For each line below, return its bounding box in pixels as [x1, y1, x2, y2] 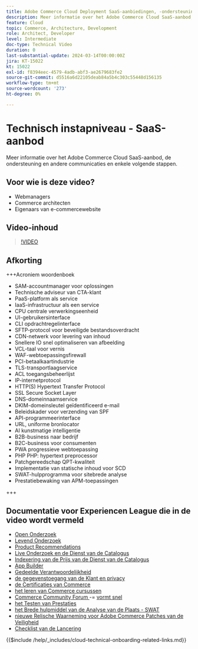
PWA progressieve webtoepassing [14, 446, 98, 453]
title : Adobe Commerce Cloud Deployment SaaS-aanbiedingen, [6, 8, 157, 15]
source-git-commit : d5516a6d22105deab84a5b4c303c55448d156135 [6, 74, 162, 80]
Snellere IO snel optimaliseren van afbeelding [14, 339, 125, 346]
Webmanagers [14, 193, 51, 200]
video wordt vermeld [6, 515, 84, 525]
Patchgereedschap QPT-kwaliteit [14, 459, 95, 466]
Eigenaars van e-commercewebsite [14, 205, 101, 213]
